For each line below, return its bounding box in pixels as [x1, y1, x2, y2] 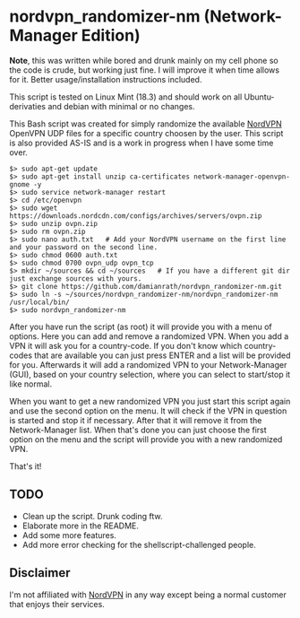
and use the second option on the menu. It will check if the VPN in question [9, 405, 287, 416]
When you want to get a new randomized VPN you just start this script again [9, 396, 291, 406]
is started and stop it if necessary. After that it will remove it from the [9, 414, 262, 425]
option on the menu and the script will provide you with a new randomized [9, 433, 283, 445]
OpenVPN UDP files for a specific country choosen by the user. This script [9, 127, 284, 138]
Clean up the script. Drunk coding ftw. [21, 510, 163, 521]
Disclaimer [9, 565, 71, 580]
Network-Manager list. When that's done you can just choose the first [9, 424, 267, 435]
